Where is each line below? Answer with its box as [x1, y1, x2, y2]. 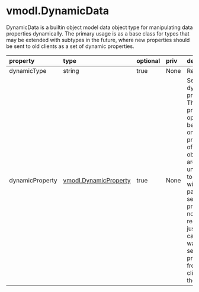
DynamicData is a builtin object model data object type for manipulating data [6, 24, 193, 31]
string [63, 66, 79, 75]
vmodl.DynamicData [6, 4, 110, 18]
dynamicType [9, 66, 47, 75]
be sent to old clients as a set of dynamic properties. [6, 43, 134, 50]
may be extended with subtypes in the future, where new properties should [6, 36, 190, 43]
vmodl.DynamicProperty [63, 176, 131, 184]
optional [136, 56, 161, 65]
